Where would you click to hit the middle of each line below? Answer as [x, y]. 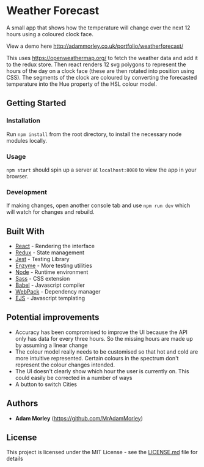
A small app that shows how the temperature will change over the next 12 [98, 28]
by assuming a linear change [51, 345]
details [15, 459]
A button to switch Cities [46, 384]
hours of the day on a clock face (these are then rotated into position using [100, 70]
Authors [22, 404]
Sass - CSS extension [42, 279]
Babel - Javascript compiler [50, 285]
